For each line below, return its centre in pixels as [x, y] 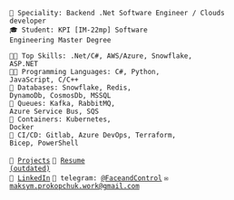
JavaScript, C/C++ [44, 80]
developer [28, 21]
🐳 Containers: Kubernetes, [60, 119]
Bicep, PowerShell [44, 143]
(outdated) [30, 168]
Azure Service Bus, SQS [54, 111]
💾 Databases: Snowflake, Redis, [70, 88]
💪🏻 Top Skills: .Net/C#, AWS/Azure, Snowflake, [101, 56]
